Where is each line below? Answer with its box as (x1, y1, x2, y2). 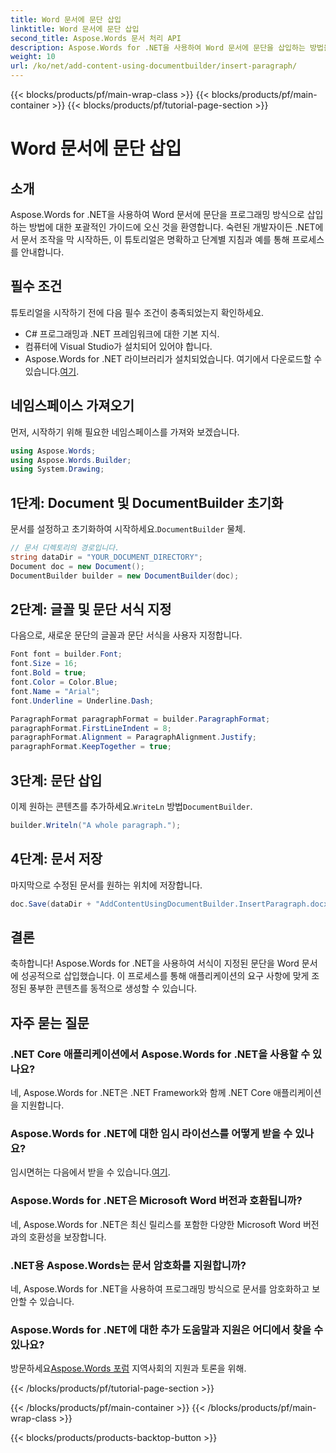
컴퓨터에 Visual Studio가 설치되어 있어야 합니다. (24, 340, 213, 352)
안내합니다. (20, 246, 65, 258)
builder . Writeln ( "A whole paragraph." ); (10, 820, 182, 830)
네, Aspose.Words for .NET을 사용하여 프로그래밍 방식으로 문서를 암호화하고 (10, 1282, 310, 1295)
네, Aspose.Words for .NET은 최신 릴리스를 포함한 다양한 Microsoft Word (10, 1218, 301, 1230)
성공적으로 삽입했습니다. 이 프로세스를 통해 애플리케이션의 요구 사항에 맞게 (20, 970, 310, 982)
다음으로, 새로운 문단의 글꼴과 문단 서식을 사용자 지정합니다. (10, 629, 243, 641)
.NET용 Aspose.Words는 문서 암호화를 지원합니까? (10, 1258, 247, 1272)
